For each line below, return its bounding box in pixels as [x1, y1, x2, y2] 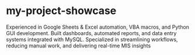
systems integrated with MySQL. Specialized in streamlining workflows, [6, 36, 178, 43]
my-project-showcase [6, 4, 117, 18]
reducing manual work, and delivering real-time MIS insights [6, 42, 151, 49]
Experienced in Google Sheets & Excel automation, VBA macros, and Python [6, 23, 190, 30]
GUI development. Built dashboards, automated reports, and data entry [6, 29, 177, 36]
